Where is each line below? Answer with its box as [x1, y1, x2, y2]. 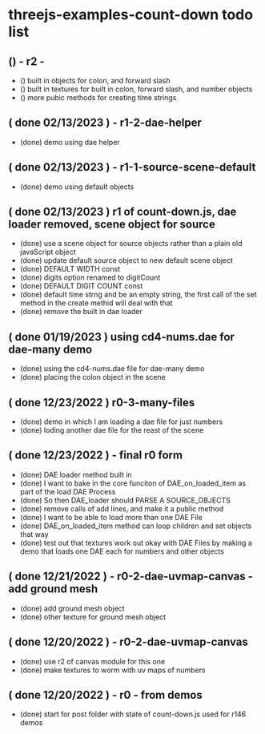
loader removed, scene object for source [8, 218, 216, 232]
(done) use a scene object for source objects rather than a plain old [19, 239, 243, 248]
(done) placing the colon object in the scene [19, 373, 166, 382]
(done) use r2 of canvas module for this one [19, 656, 166, 666]
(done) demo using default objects [19, 182, 135, 192]
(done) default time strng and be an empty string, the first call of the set [19, 290, 258, 300]
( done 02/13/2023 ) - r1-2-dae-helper [8, 116, 203, 130]
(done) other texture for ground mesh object [19, 611, 167, 622]
